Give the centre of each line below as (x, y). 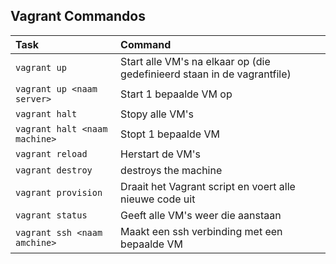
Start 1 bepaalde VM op (176, 94)
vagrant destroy (54, 170)
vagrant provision (59, 192)
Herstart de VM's (161, 154)
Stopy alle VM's (157, 114)
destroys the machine (171, 170)
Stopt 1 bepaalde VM (170, 134)
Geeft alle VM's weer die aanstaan (201, 215)
